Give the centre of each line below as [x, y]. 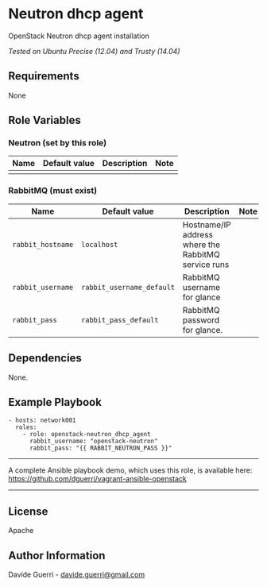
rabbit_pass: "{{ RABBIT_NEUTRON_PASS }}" [101, 448]
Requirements [44, 76]
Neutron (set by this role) [58, 143]
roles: [26, 427]
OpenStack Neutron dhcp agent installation [79, 36]
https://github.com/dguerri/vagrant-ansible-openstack [97, 479]
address [197, 234]
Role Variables [44, 120]
